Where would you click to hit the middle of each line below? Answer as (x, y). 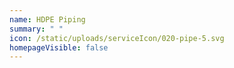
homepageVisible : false (59, 47)
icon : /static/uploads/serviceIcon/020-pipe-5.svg (117, 38)
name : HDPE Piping (47, 19)
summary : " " (36, 29)
